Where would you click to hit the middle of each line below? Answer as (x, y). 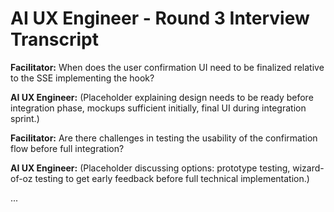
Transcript (54, 39)
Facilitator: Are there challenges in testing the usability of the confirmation (164, 138)
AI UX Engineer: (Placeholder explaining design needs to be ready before (162, 97)
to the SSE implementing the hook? (82, 78)
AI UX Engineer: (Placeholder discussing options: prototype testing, (150, 168)
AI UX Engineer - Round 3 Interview (160, 18)
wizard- (308, 168)
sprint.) (25, 118)
